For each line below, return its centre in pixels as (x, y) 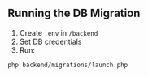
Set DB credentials (50, 41)
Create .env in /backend (59, 32)
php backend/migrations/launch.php (68, 65)
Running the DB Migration (74, 13)
